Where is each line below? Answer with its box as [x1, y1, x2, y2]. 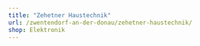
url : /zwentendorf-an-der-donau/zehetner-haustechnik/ [8, 19, 193, 27]
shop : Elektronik [8, 26, 66, 34]
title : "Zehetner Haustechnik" [8, 11, 111, 19]
